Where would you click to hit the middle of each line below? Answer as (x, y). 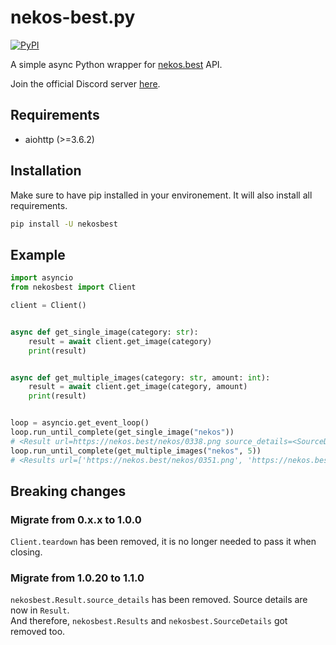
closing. (26, 552)
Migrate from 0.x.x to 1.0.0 (76, 519)
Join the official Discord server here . (85, 83)
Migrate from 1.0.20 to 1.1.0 (77, 578)
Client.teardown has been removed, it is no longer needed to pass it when (163, 542)
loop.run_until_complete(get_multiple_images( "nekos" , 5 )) (136, 451)
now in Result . (40, 610)
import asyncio (42, 278)
